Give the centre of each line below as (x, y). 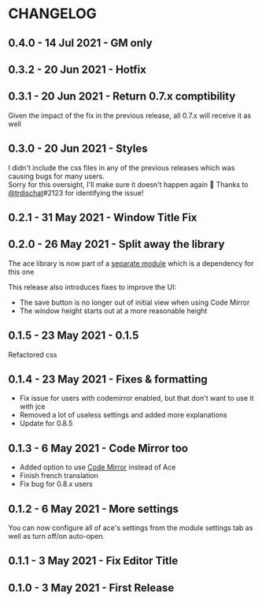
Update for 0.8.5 (46, 424)
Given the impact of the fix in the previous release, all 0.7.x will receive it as (130, 115)
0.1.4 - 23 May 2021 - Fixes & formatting (108, 379)
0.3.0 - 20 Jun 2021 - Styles (78, 149)
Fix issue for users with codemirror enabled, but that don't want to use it (137, 398)
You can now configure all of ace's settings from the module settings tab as (131, 528)
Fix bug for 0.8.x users (56, 484)
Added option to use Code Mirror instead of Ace (98, 467)
